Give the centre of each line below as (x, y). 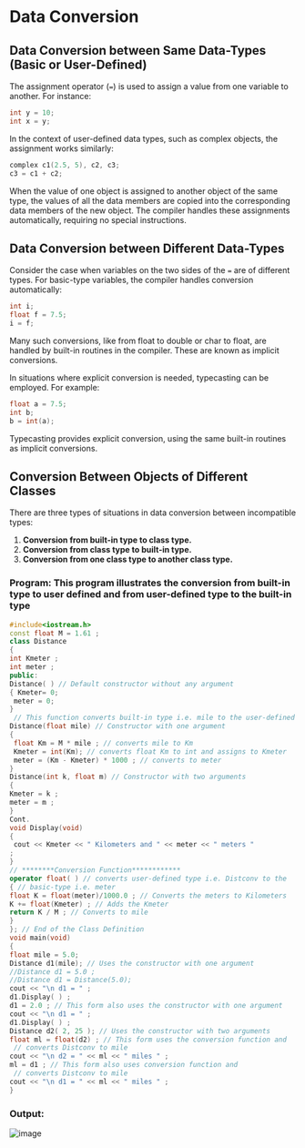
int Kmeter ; (34, 659)
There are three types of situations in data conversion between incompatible (153, 513)
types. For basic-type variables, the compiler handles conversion (132, 280)
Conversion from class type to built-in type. (107, 550)
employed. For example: (55, 387)
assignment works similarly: (61, 148)
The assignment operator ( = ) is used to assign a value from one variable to (149, 86)
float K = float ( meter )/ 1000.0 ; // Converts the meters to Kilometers (148, 895)
